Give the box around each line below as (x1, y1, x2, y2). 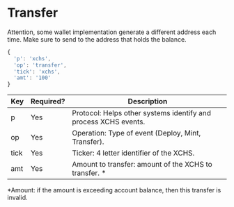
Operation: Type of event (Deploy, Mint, (72, 129, 201, 138)
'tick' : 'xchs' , (13, 68, 61, 75)
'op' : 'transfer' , (13, 61, 68, 69)
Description (127, 97, 168, 106)
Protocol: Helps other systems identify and (72, 108, 211, 118)
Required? (30, 97, 65, 106)
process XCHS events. (72, 117, 146, 126)
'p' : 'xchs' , (13, 55, 52, 62)
